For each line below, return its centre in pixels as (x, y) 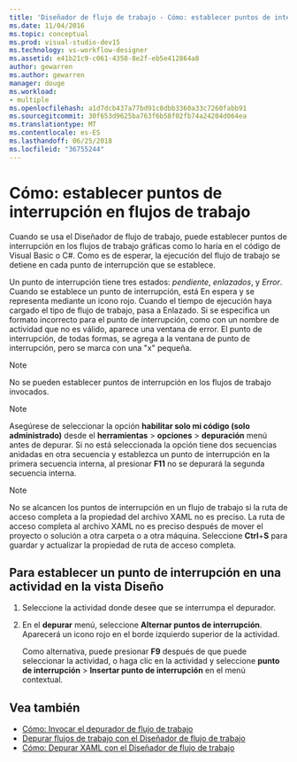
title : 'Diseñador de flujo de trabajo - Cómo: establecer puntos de (140, 17)
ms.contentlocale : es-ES (55, 133)
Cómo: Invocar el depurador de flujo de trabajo (107, 729)
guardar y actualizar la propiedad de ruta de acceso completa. (123, 545)
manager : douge (37, 83)
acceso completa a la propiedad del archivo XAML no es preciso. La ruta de (147, 517)
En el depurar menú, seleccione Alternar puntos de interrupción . (142, 625)
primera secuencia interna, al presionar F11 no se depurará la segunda (137, 463)
